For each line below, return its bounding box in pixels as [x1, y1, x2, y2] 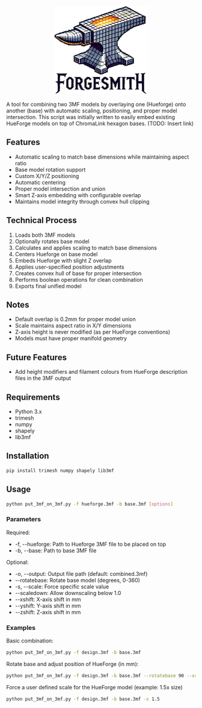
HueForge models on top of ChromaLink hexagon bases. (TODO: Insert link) [6, 120, 194, 127]
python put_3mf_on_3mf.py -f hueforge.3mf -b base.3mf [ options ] [6, 501, 173, 507]
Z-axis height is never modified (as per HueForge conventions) [14, 328, 171, 336]
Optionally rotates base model [14, 237, 90, 245]
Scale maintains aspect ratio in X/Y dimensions [14, 322, 132, 329]
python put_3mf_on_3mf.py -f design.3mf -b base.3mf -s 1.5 [6, 696, 161, 702]
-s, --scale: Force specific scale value [14, 583, 109, 590]
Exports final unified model [14, 282, 82, 290]
